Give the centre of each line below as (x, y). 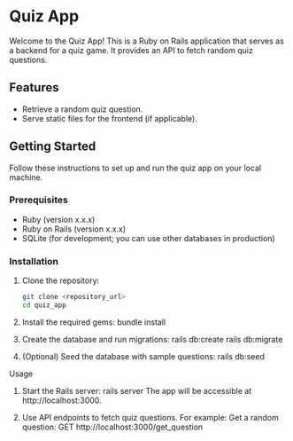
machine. (26, 177)
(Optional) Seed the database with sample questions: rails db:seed (143, 356)
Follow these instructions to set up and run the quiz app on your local (135, 168)
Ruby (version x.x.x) (58, 219)
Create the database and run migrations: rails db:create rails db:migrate (152, 339)
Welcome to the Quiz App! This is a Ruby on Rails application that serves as (147, 41)
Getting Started (53, 147)
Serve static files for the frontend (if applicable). (109, 118)
